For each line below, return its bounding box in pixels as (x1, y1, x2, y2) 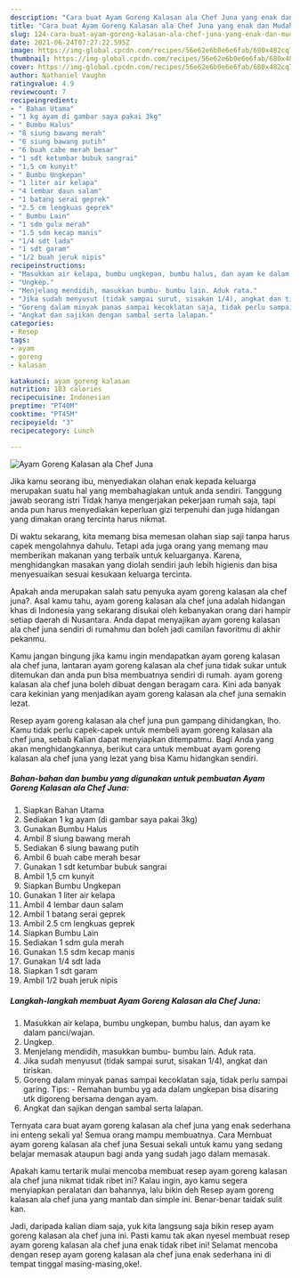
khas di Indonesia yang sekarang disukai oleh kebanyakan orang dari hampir (10, 604, 291, 615)
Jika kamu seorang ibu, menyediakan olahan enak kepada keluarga (10, 475, 256, 486)
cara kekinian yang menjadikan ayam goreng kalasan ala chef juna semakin (10, 688, 287, 699)
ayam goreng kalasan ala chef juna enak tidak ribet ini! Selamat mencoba (10, 1240, 279, 1250)
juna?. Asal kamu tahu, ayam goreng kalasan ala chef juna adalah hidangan (10, 595, 286, 606)
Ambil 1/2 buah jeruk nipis (22, 975, 118, 986)
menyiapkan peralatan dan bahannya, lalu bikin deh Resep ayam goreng (10, 1185, 274, 1195)
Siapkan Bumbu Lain (22, 927, 99, 939)
